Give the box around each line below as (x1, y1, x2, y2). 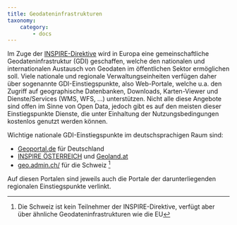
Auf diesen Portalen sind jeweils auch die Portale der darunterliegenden (7, 174, 217, 183)
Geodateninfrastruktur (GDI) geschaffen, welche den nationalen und (7, 57, 205, 66)
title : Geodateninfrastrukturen (7, 10, 102, 18)
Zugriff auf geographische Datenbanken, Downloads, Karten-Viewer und (7, 87, 219, 96)
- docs (32, 30, 52, 37)
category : (20, 23, 49, 30)
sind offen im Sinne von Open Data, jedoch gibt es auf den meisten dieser (7, 102, 222, 110)
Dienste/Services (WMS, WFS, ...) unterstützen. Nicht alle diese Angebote (7, 95, 222, 103)
